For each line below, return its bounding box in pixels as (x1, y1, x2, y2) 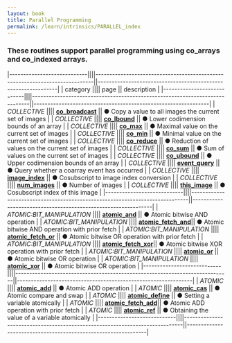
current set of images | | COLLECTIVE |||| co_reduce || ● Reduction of (7, 137, 209, 145)
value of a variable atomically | (7, 313, 95, 322)
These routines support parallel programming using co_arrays (7, 46, 220, 55)
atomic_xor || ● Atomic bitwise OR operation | (7, 261, 140, 270)
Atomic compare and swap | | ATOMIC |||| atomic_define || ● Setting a (7, 291, 210, 299)
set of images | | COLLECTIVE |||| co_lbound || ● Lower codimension (7, 114, 206, 123)
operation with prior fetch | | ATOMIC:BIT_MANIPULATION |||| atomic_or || (7, 247, 220, 255)
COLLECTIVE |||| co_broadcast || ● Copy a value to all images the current (7, 107, 220, 115)
